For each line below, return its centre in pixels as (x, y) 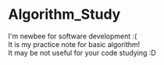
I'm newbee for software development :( (73, 36)
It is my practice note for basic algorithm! (74, 44)
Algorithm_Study (64, 14)
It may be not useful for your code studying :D (82, 52)
